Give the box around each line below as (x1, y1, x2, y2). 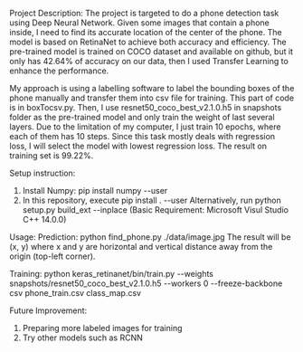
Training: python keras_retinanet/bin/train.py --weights (9, 269, 214, 279)
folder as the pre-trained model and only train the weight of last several (9, 112, 275, 122)
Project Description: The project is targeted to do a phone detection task (9, 8, 279, 18)
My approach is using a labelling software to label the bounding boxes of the (9, 83, 295, 93)
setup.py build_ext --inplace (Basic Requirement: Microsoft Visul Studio (22, 205, 289, 215)
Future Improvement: (9, 305, 88, 316)
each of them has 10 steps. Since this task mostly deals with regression (9, 131, 276, 141)
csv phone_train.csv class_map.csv (9, 288, 142, 298)
